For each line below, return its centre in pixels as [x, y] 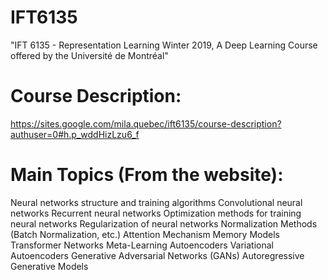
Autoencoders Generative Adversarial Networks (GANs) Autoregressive [157, 255]
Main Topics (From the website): [147, 175]
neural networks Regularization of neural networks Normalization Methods [164, 223]
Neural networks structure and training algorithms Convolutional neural [156, 202]
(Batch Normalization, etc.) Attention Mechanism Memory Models [145, 234]
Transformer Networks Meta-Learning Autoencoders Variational [142, 245]
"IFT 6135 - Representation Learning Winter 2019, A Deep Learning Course [164, 45]
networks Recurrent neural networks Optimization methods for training [156, 213]
